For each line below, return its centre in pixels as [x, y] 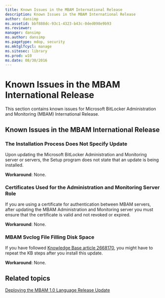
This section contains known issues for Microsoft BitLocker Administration [81, 109]
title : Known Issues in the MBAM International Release [64, 10]
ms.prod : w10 [19, 56]
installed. [14, 165]
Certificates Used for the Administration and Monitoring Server [82, 187]
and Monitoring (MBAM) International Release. [52, 114]
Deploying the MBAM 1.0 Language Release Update [58, 290]
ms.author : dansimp [25, 38]
